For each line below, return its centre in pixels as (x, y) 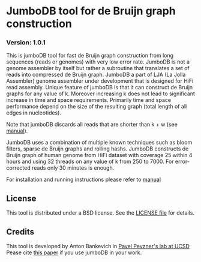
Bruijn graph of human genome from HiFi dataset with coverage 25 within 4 (100, 155)
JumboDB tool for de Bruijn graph (91, 11)
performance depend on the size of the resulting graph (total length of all (97, 107)
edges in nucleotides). (34, 113)
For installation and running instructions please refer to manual (83, 180)
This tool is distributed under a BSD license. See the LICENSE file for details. (100, 213)
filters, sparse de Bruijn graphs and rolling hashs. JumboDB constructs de (97, 149)
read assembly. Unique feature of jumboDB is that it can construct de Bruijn (100, 88)
